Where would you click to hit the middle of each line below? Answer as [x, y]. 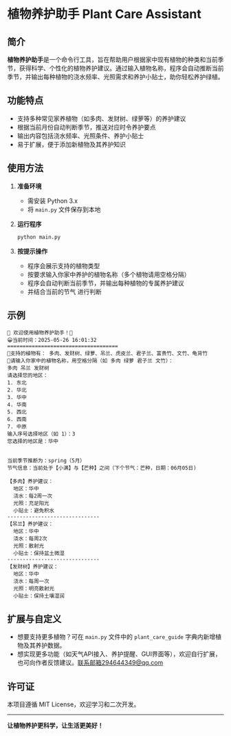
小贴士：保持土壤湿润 [39, 596]
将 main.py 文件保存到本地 [64, 209]
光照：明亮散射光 [34, 589]
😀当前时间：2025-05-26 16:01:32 [52, 340]
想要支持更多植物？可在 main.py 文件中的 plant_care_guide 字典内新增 [116, 637]
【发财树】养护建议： [33, 567]
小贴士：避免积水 [34, 511]
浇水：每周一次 [31, 582]
